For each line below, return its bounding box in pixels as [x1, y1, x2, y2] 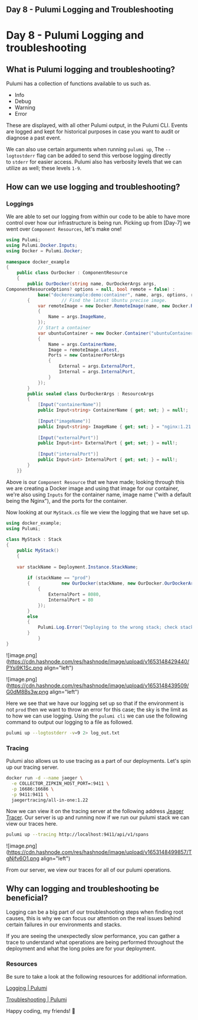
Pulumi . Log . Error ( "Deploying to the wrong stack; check [37, 625, 178, 631]
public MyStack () [16, 548, 60, 554]
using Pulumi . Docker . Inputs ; [6, 242, 78, 248]
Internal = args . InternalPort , [58, 369, 136, 375]
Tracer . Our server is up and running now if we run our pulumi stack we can [6, 814, 190, 821]
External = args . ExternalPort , [58, 363, 136, 369]
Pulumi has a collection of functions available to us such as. [6, 80, 151, 87]
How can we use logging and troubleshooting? [6, 181, 181, 191]
